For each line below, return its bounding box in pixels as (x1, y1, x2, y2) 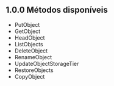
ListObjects (14, 40, 43, 48)
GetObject (14, 27, 41, 35)
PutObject (14, 21, 40, 28)
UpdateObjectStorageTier (14, 60, 79, 67)
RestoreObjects (14, 66, 54, 74)
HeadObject (14, 34, 45, 41)
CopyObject (14, 73, 45, 80)
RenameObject (14, 53, 52, 60)
